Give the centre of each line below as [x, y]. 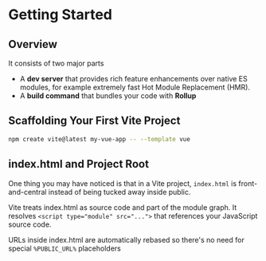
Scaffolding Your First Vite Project [94, 121]
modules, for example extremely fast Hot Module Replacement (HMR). [135, 87]
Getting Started [61, 15]
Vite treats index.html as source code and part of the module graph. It [123, 207]
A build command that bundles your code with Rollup [108, 96]
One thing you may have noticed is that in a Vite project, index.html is [123, 183]
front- [248, 183]
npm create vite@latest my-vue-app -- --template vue [100, 139]
